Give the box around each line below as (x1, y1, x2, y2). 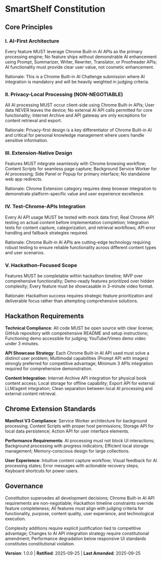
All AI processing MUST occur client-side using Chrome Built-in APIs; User (5, 102, 155, 108)
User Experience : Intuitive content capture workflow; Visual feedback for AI (5, 457, 157, 463)
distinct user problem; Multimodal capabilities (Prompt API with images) (5, 355, 148, 361)
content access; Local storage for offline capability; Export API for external (5, 380, 155, 386)
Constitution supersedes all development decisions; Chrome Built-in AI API (5, 495, 155, 501)
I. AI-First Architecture (5, 38, 59, 44)
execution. (5, 516, 26, 521)
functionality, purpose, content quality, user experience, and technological (5, 510, 154, 516)
